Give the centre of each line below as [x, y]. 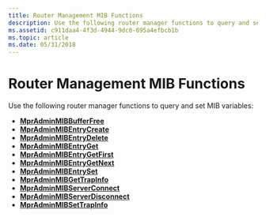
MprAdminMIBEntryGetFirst [66, 155]
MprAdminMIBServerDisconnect [74, 196]
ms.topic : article [38, 37]
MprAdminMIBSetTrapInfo [64, 205]
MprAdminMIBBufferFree [62, 121]
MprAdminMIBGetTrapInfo [64, 180]
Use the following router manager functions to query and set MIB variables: [131, 106]
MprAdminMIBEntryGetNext [67, 163]
